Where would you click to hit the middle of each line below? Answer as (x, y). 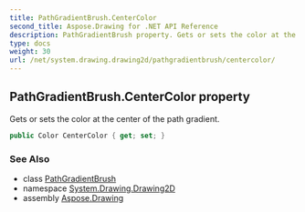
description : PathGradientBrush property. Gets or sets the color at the (153, 35)
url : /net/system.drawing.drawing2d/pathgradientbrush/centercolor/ (142, 60)
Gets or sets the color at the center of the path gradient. (115, 118)
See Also (30, 158)
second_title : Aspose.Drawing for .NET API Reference (114, 26)
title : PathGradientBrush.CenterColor (83, 18)
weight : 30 (30, 52)
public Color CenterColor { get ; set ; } (88, 136)
